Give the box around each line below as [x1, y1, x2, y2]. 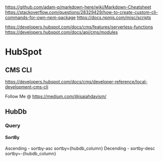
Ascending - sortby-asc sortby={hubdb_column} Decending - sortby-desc [5, 145, 155, 151]
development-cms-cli [5, 84, 48, 90]
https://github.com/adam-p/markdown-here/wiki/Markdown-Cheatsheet [5, 4, 152, 10]
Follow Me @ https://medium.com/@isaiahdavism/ [5, 93, 107, 99]
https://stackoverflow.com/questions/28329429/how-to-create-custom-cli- [5, 9, 158, 15]
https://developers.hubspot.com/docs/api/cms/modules [5, 29, 118, 35]
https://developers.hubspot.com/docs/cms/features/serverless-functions [5, 24, 153, 30]
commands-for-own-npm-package [5, 15, 76, 20]
